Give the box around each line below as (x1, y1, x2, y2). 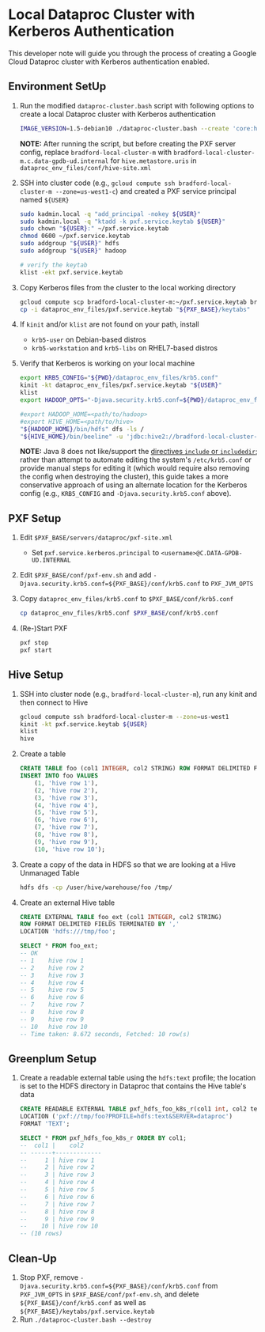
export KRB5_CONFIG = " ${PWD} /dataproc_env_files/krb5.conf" (19, 374, 219, 382)
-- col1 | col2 (19, 1141, 85, 1149)
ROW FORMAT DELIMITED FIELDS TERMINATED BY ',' (19, 920, 180, 929)
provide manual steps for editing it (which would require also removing (19, 464, 250, 473)
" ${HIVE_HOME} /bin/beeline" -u (19, 433, 123, 441)
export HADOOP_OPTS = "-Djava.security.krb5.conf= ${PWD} (19, 396, 205, 404)
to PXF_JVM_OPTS (202, 579, 254, 588)
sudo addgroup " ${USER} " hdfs (19, 240, 120, 248)
